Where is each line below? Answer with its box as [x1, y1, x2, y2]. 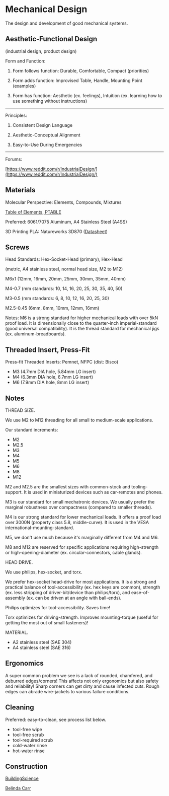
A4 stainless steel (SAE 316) [12, 644, 71, 650]
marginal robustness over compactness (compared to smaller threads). [5, 504, 152, 510]
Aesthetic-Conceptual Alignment [12, 132, 80, 138]
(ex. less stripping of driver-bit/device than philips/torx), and [5, 590, 130, 595]
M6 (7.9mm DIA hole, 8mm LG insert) [12, 379, 90, 386]
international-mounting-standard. [5, 525, 74, 531]
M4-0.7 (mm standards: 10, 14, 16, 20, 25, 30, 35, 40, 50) [5, 285, 123, 292]
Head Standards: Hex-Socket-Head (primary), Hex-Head [5, 256, 123, 262]
